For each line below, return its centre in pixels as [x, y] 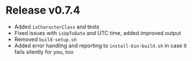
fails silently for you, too [44, 52]
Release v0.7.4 [43, 10]
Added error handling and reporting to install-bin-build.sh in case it [100, 46]
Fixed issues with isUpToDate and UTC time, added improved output [97, 33]
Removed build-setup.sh [45, 39]
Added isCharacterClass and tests [57, 27]
